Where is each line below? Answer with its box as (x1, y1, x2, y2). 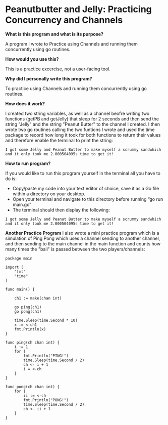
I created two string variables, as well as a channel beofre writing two (5, 110, 150, 116)
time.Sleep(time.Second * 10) (14, 318, 78, 323)
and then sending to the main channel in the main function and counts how (5, 240, 160, 246)
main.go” (12, 201, 32, 207)
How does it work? (5, 100, 45, 107)
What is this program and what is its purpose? (5, 31, 103, 37)
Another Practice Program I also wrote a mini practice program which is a (5, 230, 159, 236)
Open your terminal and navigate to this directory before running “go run (12, 196, 163, 202)
